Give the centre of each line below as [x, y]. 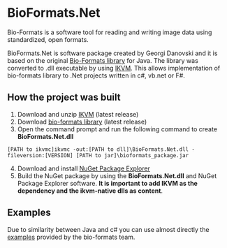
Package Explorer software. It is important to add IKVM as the [107, 183]
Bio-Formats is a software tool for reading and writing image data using [110, 32]
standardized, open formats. [48, 39]
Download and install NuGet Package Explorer [83, 168]
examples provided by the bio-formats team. [71, 237]
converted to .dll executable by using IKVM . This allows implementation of [114, 68]
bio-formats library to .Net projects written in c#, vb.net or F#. [96, 75]
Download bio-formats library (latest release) [82, 122]
